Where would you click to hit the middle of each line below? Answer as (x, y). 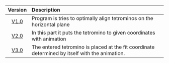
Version (17, 10)
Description (46, 10)
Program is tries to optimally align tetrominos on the (93, 18)
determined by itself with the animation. (78, 53)
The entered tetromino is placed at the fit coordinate (93, 47)
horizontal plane (51, 24)
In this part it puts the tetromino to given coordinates (94, 33)
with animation (49, 39)
